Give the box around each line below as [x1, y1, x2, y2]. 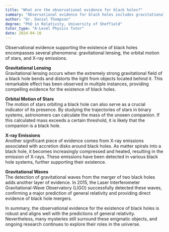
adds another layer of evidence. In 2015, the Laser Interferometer [5, 179, 140, 185]
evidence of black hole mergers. [5, 195, 72, 201]
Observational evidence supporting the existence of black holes [5, 45, 138, 50]
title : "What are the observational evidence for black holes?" [5, 7, 143, 13]
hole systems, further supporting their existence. [5, 159, 107, 165]
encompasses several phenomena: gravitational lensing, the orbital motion [5, 50, 160, 56]
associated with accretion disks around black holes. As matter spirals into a [5, 143, 161, 149]
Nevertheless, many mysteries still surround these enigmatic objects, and [5, 216, 157, 221]
